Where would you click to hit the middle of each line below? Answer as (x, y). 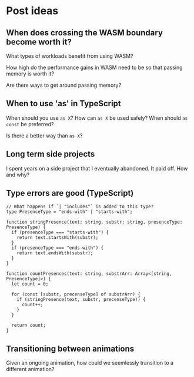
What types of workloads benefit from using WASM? (70, 56)
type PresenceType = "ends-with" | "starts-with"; (69, 212)
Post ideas (32, 11)
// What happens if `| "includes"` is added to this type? (80, 207)
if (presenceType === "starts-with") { (60, 232)
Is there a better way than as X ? (44, 135)
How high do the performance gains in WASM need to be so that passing (95, 67)
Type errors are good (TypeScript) (70, 193)
